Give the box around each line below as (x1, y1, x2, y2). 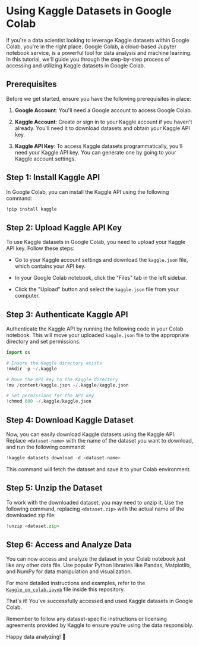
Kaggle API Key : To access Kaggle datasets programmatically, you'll (14, 142, 183, 150)
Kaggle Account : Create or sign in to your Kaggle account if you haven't (14, 118, 192, 125)
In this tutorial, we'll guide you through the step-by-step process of (6, 55, 170, 63)
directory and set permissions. (6, 338, 81, 345)
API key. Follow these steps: (6, 245, 75, 252)
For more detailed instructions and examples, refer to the (6, 580, 146, 587)
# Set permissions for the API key (6, 392, 94, 399)
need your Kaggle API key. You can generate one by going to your (14, 149, 176, 156)
